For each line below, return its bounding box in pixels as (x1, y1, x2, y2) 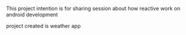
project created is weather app (6, 23, 81, 29)
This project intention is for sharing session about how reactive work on (6, 5, 181, 12)
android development (6, 11, 58, 18)
